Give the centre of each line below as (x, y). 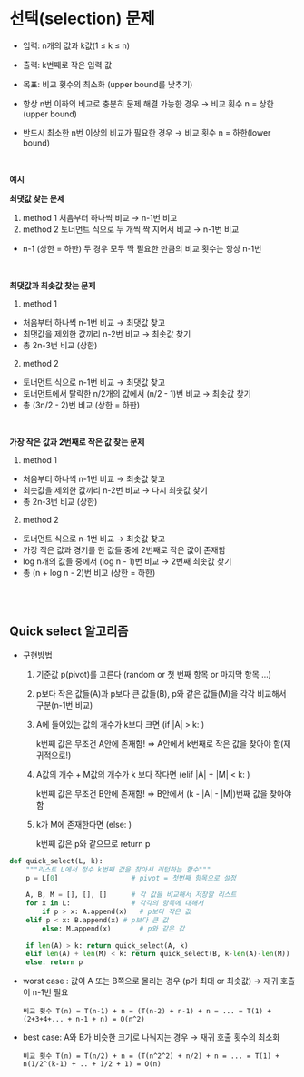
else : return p (54, 962)
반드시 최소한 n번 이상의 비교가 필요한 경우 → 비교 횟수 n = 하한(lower (147, 132)
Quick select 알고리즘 (69, 632)
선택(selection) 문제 (83, 19)
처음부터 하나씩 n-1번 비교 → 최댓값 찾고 (94, 322)
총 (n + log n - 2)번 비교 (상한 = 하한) (89, 572)
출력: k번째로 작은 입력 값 (67, 65)
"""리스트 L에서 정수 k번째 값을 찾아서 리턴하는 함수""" (118, 870)
